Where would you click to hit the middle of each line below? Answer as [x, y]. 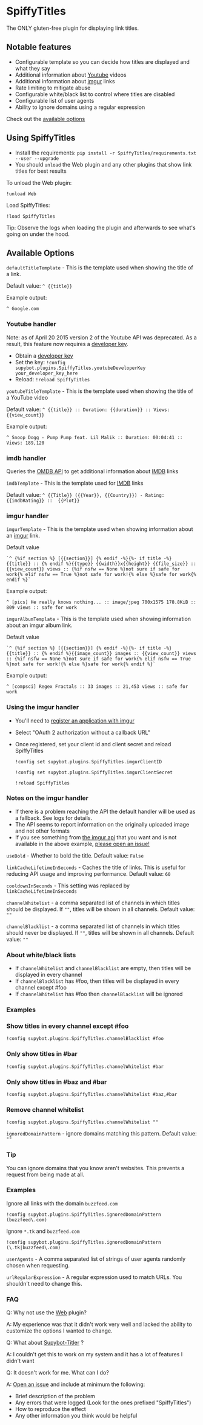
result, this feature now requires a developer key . [67, 344]
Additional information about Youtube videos [71, 75]
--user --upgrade [37, 158]
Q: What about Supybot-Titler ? [45, 1343]
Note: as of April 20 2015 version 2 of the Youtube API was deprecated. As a [101, 337]
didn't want [20, 1361]
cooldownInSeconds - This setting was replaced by [68, 886]
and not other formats [42, 831]
